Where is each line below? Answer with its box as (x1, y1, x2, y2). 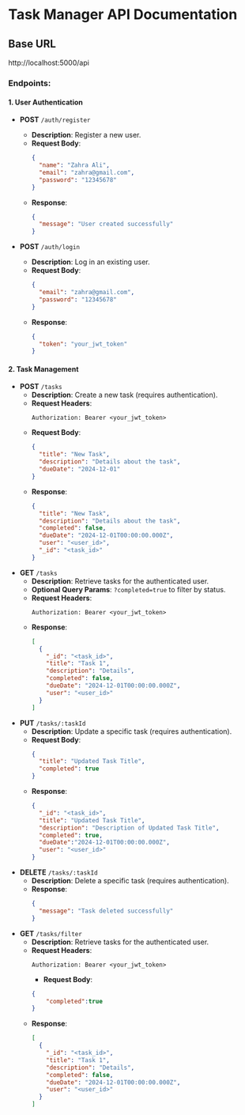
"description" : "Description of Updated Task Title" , (38, 824, 220, 832)
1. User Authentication (8, 97, 83, 107)
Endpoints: (8, 77, 51, 89)
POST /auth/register (19, 115, 91, 124)
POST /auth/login (19, 242, 81, 251)
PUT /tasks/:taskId (19, 718, 86, 728)
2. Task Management (8, 364, 79, 373)
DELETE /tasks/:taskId (19, 867, 98, 877)
